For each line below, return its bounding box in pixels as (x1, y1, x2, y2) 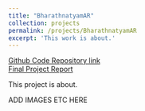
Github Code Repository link (8, 56, 101, 65)
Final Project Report (8, 65, 73, 74)
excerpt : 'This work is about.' (8, 34, 116, 42)
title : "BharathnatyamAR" (8, 11, 94, 20)
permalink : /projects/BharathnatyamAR (8, 26, 137, 34)
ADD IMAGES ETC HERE (8, 95, 88, 105)
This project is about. (8, 80, 78, 89)
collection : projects (8, 19, 80, 27)
